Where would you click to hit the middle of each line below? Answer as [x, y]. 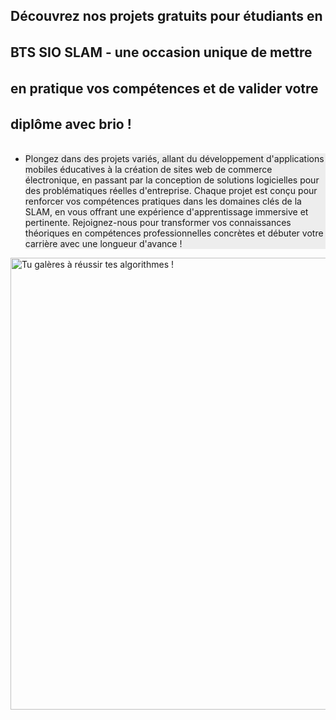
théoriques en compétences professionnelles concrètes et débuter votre [174, 233]
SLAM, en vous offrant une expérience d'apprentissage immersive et [166, 212]
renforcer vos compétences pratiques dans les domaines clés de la [163, 201]
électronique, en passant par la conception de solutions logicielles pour [172, 180]
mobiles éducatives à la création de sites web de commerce [148, 170]
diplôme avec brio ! [71, 124]
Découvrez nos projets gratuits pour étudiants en [166, 16]
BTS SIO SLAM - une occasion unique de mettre [161, 52]
